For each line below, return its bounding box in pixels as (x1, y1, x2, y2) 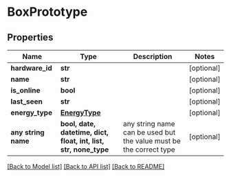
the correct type (122, 145, 175, 154)
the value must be (122, 137, 181, 145)
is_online (10, 86, 41, 95)
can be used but (122, 128, 176, 137)
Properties (7, 32, 54, 43)
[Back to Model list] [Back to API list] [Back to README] (7, 163, 165, 170)
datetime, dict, (60, 128, 109, 137)
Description (133, 52, 173, 61)
